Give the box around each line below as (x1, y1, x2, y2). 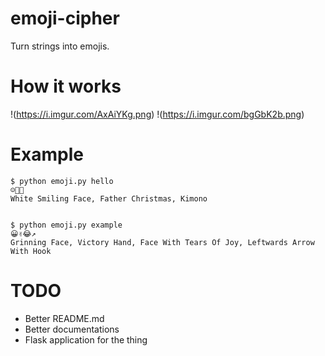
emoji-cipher (10, 7, 120, 30)
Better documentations (24, 323, 120, 335)
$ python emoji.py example (10, 220, 123, 230)
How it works (10, 75, 122, 98)
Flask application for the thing (24, 333, 148, 346)
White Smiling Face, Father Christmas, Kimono (10, 193, 208, 204)
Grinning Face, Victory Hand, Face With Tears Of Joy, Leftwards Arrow (10, 237, 315, 247)
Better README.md (24, 312, 105, 324)
